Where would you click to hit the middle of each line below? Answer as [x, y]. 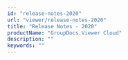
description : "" [30, 39]
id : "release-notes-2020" [44, 13]
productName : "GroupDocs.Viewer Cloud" [65, 33]
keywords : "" [26, 46]
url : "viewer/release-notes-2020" [57, 20]
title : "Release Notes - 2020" [52, 26]
